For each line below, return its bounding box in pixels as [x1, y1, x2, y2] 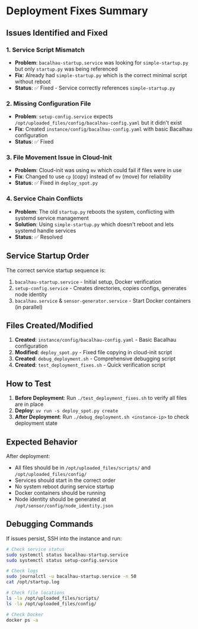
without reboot [14, 78, 51, 85]
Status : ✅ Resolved [14, 233, 63, 240]
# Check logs [6, 568, 39, 574]
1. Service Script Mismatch [6, 46, 85, 54]
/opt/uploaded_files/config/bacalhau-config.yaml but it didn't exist [14, 119, 182, 126]
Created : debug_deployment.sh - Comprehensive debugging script [14, 355, 176, 363]
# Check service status [6, 546, 65, 552]
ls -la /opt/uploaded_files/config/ [6, 601, 97, 606]
